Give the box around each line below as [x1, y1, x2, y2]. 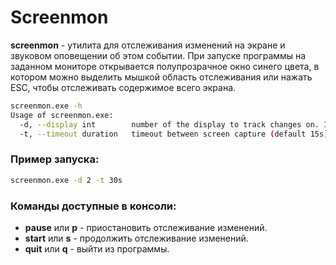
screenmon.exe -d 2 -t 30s [10, 175, 123, 185]
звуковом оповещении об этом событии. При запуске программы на [10, 49, 307, 61]
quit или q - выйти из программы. [24, 242, 170, 255]
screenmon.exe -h [10, 101, 83, 111]
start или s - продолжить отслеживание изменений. [24, 232, 249, 244]
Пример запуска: [10, 152, 100, 166]
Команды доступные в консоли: [10, 199, 177, 213]
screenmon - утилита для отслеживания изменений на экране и [10, 39, 286, 51]
